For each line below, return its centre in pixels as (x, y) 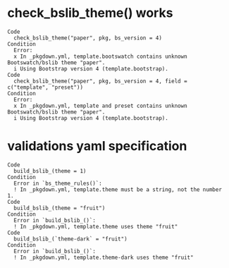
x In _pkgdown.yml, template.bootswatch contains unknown (101, 56)
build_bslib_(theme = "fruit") (60, 208)
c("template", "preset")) (45, 87)
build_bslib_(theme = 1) (50, 171)
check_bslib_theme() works (90, 13)
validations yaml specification (97, 146)
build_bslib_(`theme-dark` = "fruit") (71, 239)
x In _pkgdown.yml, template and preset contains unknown (101, 106)
